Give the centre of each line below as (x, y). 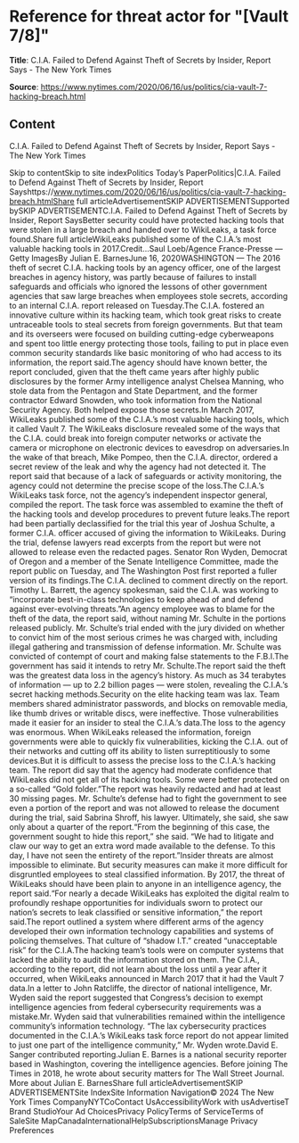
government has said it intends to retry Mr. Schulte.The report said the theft (148, 666)
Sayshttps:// (32, 191)
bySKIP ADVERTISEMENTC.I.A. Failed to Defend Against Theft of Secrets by (148, 211)
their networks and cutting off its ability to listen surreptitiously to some (140, 750)
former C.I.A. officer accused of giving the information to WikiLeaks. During (148, 533)
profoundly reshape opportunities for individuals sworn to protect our (136, 902)
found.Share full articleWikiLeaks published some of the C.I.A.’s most (135, 239)
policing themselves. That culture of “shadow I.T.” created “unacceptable (143, 940)
